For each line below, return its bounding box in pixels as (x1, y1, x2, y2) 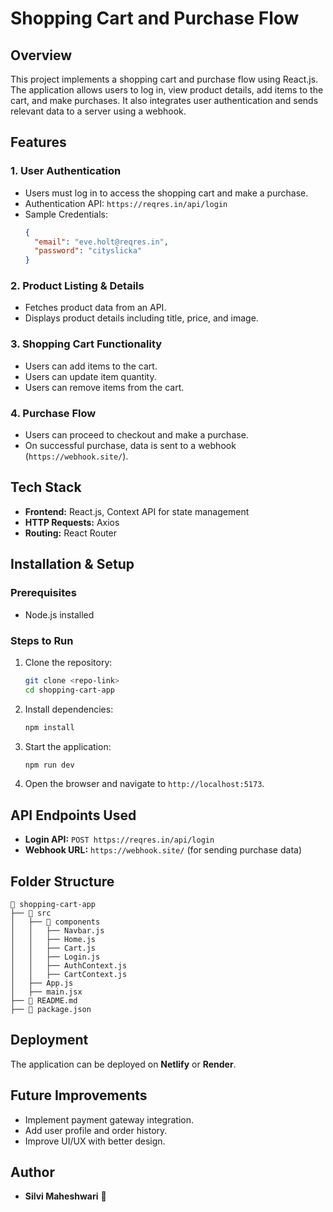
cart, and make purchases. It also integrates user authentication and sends (10, 95, 319, 106)
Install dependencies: (24, 703, 114, 715)
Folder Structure (10, 873, 115, 890)
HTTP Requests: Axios (24, 516, 120, 528)
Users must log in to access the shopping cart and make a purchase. (24, 187, 309, 199)
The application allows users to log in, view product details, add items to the (10, 84, 324, 96)
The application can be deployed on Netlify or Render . (10, 1058, 237, 1070)
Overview (10, 47, 73, 64)
